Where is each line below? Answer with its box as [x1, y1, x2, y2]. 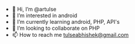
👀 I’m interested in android [11, 12, 77, 19]
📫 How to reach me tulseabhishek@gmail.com [11, 32, 129, 38]
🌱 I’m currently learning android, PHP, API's [11, 18, 120, 25]
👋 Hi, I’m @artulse [11, 6, 57, 12]
